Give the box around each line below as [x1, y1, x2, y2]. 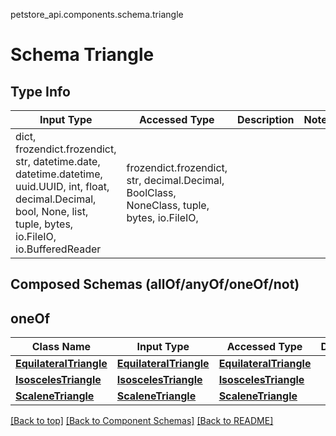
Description [237, 113, 295, 126]
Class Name [31, 340, 92, 354]
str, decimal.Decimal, [126, 174, 225, 187]
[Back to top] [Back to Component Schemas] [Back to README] [10, 415, 274, 427]
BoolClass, [126, 186, 177, 199]
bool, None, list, [15, 205, 89, 218]
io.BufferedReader [15, 242, 102, 256]
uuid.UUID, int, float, [15, 180, 110, 193]
